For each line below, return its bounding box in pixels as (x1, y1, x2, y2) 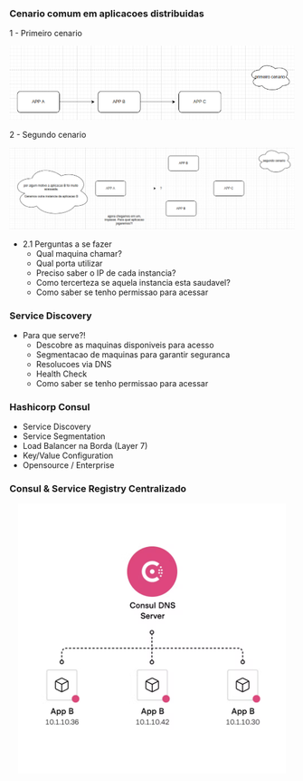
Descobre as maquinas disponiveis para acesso (35, 339, 214, 351)
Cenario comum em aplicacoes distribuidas (9, 7, 205, 20)
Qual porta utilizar (35, 258, 103, 268)
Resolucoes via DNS (35, 359, 112, 370)
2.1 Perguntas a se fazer (22, 239, 112, 249)
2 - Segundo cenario (9, 129, 87, 140)
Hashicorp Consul (9, 401, 90, 414)
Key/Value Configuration (22, 450, 114, 461)
